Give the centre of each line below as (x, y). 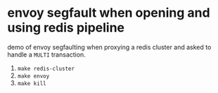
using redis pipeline (66, 28)
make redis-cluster (46, 69)
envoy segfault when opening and (109, 13)
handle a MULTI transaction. (46, 55)
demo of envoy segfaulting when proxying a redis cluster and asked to (109, 47)
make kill (32, 83)
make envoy (33, 76)
